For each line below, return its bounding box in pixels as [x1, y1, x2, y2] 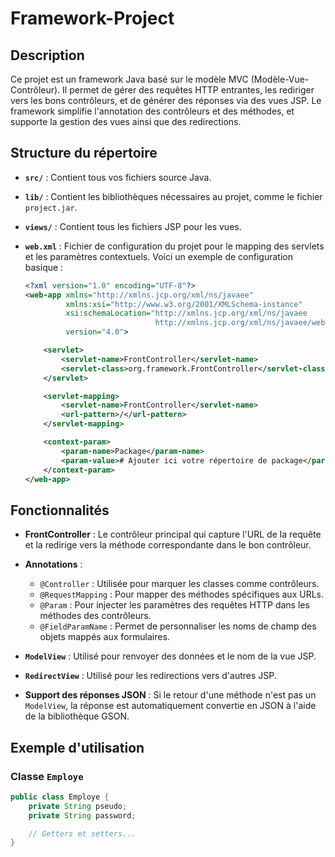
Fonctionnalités [10, 502, 110, 519]
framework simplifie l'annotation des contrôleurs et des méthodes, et [10, 105, 295, 117]
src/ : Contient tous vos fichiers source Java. [24, 171, 212, 183]
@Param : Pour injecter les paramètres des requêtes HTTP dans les [39, 599, 310, 611]
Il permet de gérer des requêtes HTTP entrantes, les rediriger [62, 84, 315, 96]
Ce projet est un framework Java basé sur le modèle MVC [10, 73, 249, 85]
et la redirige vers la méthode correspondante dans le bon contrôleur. [24, 539, 312, 551]
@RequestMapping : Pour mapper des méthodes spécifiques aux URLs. [39, 588, 324, 601]
